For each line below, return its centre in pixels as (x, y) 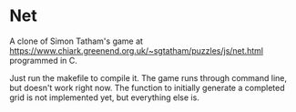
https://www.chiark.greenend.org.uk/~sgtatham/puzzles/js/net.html (137, 50)
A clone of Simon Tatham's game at (77, 41)
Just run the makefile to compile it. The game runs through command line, (148, 77)
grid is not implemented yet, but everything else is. (105, 97)
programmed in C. (43, 60)
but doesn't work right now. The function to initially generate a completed (147, 87)
